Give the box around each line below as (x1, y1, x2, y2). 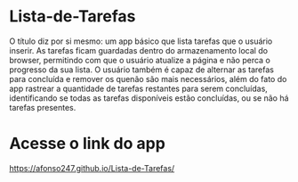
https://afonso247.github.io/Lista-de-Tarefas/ (9, 162, 175, 173)
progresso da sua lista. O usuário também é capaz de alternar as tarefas (9, 64, 274, 75)
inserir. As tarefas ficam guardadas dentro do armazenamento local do (9, 45, 269, 55)
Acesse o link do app (9, 134, 166, 153)
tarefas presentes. (9, 102, 77, 112)
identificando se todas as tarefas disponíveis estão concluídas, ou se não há (9, 92, 289, 103)
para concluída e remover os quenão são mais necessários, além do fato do (9, 73, 287, 84)
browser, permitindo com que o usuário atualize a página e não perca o (9, 54, 271, 65)
